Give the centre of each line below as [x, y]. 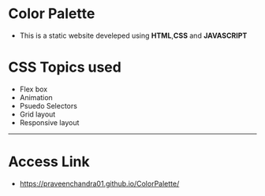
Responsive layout [49, 122]
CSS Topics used [65, 67]
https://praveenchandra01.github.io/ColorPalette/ [99, 183]
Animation [36, 97]
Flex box [34, 89]
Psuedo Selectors [48, 105]
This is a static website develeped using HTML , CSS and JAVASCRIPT [133, 35]
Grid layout [37, 114]
